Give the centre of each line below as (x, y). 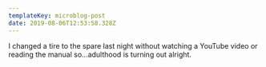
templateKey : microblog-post (57, 16)
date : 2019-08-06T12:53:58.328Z (62, 23)
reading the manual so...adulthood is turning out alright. (100, 54)
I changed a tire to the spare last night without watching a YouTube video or (133, 45)
